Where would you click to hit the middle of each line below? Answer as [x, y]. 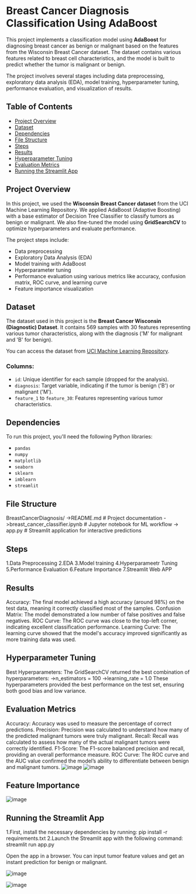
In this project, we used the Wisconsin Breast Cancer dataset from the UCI [97, 203]
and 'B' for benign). [29, 340]
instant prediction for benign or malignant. [57, 862]
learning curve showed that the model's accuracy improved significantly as [97, 633]
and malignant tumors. [33, 767]
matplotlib [28, 461]
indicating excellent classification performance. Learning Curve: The [89, 627]
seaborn [24, 467]
